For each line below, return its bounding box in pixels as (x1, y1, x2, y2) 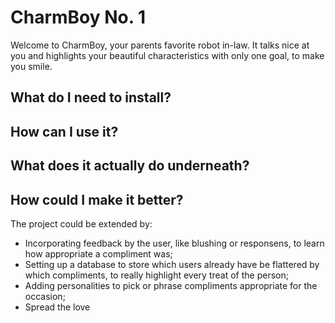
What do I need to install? (10, 89, 172, 106)
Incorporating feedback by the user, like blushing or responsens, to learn (24, 237, 325, 249)
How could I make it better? (10, 191, 184, 208)
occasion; (24, 290, 66, 302)
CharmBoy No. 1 (10, 6, 146, 29)
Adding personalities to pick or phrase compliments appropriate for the (24, 279, 318, 291)
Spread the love (24, 301, 91, 313)
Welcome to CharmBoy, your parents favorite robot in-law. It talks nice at (10, 39, 310, 51)
